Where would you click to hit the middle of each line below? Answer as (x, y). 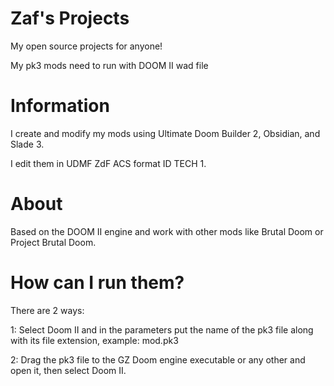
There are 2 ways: (47, 310)
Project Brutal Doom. (53, 242)
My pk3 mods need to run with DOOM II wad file (109, 65)
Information (60, 106)
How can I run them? (97, 283)
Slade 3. (27, 144)
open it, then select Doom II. (68, 370)
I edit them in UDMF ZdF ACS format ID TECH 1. (108, 163)
